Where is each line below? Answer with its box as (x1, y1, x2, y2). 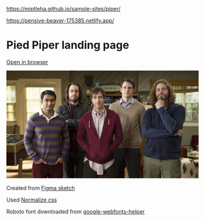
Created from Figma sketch (6, 184, 75, 191)
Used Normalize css (6, 196, 57, 203)
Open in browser (6, 58, 49, 66)
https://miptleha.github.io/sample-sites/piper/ (6, 5, 121, 12)
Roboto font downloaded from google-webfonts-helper (6, 208, 145, 215)
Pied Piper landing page (6, 38, 129, 52)
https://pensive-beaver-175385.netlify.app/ (6, 17, 115, 24)
